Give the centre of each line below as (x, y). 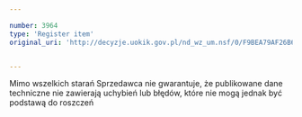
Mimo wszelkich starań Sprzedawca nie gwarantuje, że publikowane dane (146, 84)
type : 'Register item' (52, 34)
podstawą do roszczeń (52, 103)
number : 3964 (34, 25)
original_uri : (36, 42)
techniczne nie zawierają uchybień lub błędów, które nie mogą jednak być (146, 93)
